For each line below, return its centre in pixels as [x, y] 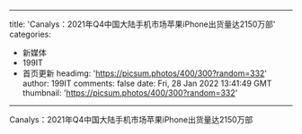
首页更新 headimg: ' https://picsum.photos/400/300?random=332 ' [145, 73]
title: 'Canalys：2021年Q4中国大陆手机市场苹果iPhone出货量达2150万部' [142, 24]
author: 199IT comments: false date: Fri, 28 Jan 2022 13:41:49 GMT [147, 83]
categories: [30, 34]
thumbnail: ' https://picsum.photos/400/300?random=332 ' [130, 93]
